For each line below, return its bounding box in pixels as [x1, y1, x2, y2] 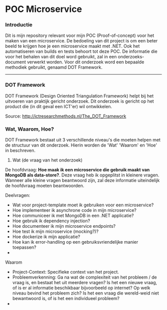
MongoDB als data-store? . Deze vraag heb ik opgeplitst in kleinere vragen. [5, 172, 160, 178]
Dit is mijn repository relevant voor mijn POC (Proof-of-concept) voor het [5, 32, 155, 38]
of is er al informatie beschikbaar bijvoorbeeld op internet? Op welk [12, 285, 151, 291]
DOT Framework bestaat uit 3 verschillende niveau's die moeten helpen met [5, 137, 161, 143]
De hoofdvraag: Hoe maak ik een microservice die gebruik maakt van [5, 167, 150, 173]
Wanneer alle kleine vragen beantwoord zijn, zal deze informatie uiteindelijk [5, 177, 160, 183]
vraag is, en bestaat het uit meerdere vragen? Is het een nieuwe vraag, [12, 280, 158, 286]
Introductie [5, 21, 33, 28]
